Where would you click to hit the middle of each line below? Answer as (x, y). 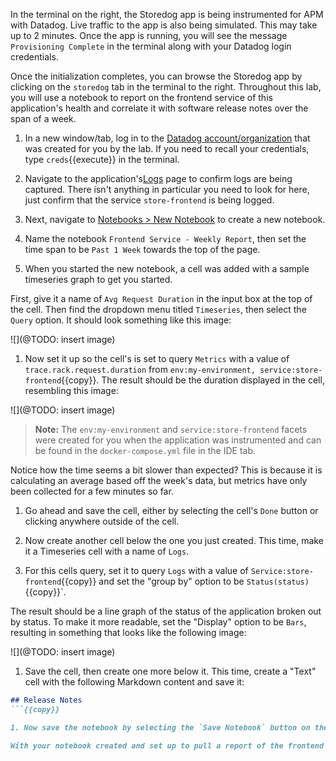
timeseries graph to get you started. (98, 279)
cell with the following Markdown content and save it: (134, 682)
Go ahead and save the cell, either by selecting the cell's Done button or (171, 510)
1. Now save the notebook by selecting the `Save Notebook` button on (160, 727)
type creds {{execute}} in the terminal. (102, 159)
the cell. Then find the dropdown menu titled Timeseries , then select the (158, 309)
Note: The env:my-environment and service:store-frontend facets (171, 429)
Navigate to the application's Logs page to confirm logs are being (158, 178)
